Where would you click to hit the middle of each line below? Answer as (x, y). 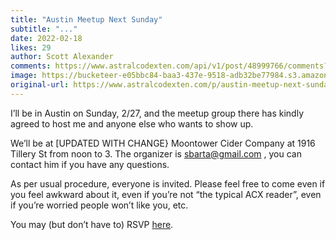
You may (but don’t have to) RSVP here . (92, 224)
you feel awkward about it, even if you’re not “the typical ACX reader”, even (166, 194)
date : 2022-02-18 (46, 38)
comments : (31, 66)
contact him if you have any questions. (90, 164)
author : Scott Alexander (62, 57)
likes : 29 (31, 47)
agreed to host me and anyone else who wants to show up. (132, 123)
